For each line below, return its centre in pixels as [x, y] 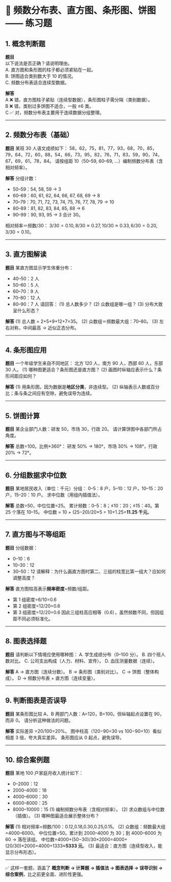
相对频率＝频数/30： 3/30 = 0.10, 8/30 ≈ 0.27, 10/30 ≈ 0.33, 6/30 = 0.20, [81, 225]
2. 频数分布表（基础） [39, 135]
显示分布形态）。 [22, 852]
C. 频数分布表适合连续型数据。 [37, 83]
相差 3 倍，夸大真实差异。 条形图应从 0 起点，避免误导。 [65, 737]
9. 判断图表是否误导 [36, 701]
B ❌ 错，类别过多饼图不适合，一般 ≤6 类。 [50, 106]
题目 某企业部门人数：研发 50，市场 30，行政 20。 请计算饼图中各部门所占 [83, 429]
